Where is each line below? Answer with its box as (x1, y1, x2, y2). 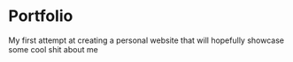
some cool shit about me (8, 44, 98, 54)
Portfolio (8, 6, 73, 26)
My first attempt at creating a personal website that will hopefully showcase (8, 35, 285, 45)
